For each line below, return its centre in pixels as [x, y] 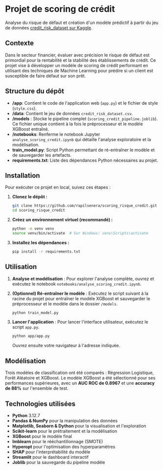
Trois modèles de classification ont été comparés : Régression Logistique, [80, 373]
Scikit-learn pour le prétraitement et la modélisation [65, 431]
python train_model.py [35, 313]
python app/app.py [31, 336]
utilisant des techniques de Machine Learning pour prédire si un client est [79, 70]
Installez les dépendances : [41, 242]
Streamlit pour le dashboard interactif [50, 457]
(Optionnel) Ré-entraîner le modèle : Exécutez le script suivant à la [80, 293]
